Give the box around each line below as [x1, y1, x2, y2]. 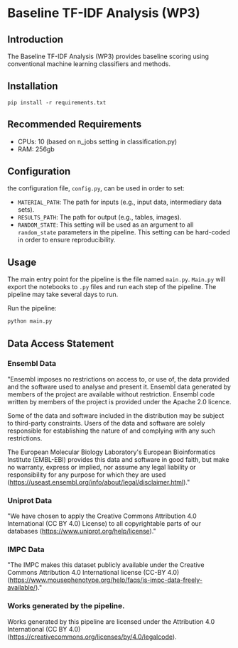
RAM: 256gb [17, 144, 55, 153]
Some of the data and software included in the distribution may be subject [7, 411, 225, 420]
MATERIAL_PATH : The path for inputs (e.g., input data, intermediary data [17, 198, 222, 207]
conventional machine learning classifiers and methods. [7, 60, 171, 68]
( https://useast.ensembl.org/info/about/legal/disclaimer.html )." [7, 477, 190, 486]
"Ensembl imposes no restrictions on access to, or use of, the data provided [7, 374, 229, 383]
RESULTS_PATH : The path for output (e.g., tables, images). [17, 213, 182, 222]
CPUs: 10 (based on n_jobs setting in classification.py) [17, 137, 178, 146]
